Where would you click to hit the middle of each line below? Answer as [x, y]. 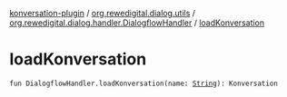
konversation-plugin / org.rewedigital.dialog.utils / [103, 13]
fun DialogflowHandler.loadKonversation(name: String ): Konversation [144, 83]
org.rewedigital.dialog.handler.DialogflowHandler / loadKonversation [137, 23]
